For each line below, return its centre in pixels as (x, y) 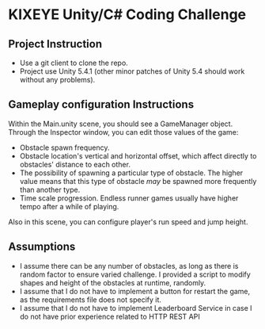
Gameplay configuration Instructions (101, 105)
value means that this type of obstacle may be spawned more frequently (138, 181)
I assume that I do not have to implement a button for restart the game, (135, 291)
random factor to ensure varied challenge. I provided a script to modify (135, 274)
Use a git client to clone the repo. (74, 63)
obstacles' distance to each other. (75, 164)
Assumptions (42, 247)
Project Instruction (55, 44)
